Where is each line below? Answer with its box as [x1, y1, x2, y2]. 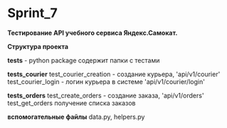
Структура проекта [7, 42, 69, 50]
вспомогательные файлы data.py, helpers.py [7, 112, 145, 121]
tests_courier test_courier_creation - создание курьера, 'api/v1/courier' [7, 70, 221, 78]
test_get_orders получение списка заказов [7, 98, 136, 107]
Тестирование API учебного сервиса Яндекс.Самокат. [7, 28, 178, 37]
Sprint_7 [7, 5, 58, 21]
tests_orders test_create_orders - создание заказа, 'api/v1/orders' [7, 91, 204, 100]
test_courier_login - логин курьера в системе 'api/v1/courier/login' [7, 77, 205, 86]
